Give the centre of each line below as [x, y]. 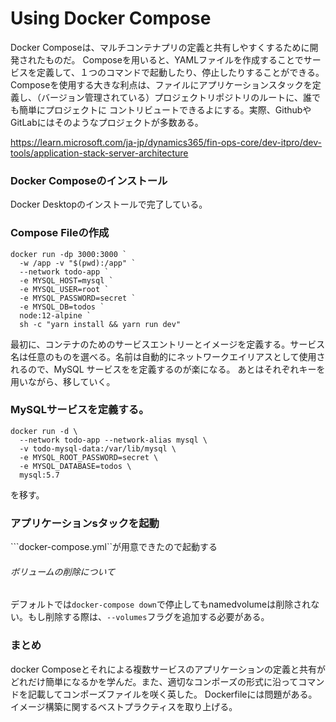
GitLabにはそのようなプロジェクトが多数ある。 [107, 122]
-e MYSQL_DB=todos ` [62, 307]
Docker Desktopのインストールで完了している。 [109, 204]
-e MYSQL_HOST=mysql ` [66, 280]
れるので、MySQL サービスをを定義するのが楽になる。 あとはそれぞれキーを [168, 369]
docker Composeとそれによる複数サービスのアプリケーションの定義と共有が [168, 669]
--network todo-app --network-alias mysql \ [113, 440]
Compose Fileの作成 [60, 233]
